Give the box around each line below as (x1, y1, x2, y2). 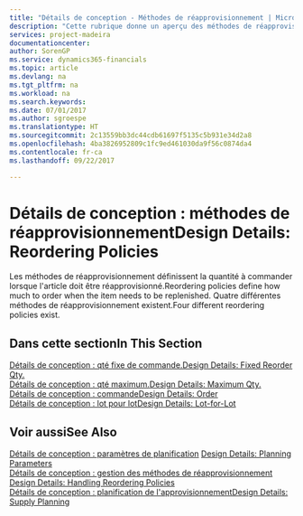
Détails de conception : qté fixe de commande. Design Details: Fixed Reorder (9, 360, 293, 371)
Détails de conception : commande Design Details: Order (9, 389, 218, 399)
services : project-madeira (9, 30, 111, 39)
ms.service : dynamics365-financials (9, 55, 147, 64)
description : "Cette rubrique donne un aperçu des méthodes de (9, 22, 252, 31)
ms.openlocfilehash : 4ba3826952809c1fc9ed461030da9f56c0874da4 (9, 139, 252, 148)
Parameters (9, 458, 52, 469)
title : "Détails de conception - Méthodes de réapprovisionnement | (9, 13, 272, 23)
